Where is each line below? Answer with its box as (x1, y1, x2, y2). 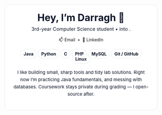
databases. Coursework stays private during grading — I (13, 84, 134, 90)
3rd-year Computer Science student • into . (31, 26, 131, 32)
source (67, 91, 83, 98)
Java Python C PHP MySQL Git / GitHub (23, 51, 139, 57)
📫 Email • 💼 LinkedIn (58, 37, 104, 43)
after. (83, 91, 95, 98)
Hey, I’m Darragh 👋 (37, 12, 125, 24)
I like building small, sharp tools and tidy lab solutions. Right (17, 69, 145, 76)
